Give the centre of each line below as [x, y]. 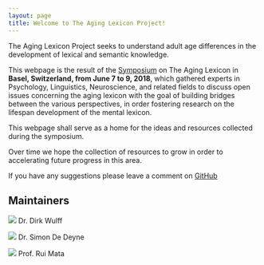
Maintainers [39, 200]
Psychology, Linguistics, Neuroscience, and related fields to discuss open [130, 87]
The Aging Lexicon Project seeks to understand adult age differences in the [132, 45]
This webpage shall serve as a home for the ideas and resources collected [130, 128]
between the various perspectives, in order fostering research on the [122, 104]
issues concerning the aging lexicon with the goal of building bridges [122, 95]
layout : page [30, 16]
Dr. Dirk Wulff [40, 221]
